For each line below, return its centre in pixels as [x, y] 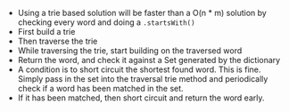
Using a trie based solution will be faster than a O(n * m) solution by [142, 13]
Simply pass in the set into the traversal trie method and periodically [143, 79]
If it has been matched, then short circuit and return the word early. [141, 98]
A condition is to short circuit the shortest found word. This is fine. [139, 69]
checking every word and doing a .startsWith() [106, 22]
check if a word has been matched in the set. [101, 88]
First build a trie [46, 32]
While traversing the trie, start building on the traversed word [130, 51]
